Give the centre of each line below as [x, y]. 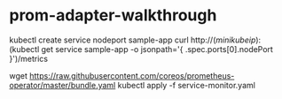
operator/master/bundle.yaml [63, 85]
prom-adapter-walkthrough [113, 15]
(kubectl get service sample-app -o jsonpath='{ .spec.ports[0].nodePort [141, 49]
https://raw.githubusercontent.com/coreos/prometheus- [132, 75]
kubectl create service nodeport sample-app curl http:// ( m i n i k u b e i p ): [135, 40]
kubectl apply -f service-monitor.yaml [186, 85]
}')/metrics [29, 58]
